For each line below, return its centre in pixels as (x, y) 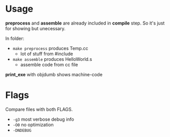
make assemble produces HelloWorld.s (52, 59)
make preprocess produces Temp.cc (50, 48)
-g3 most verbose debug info (43, 119)
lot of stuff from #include (47, 54)
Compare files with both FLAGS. (39, 109)
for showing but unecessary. (35, 28)
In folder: (15, 38)
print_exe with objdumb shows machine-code (54, 74)
